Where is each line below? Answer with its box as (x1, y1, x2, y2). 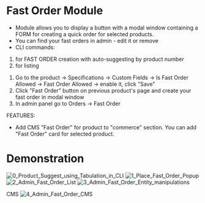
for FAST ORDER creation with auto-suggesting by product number (15, 55, 185, 63)
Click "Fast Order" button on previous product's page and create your (15, 86, 192, 94)
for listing (15, 62, 40, 69)
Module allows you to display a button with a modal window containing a (15, 24, 198, 31)
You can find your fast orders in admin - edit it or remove (15, 37, 159, 44)
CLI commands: (15, 44, 55, 51)
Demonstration (6, 151, 84, 166)
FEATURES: (6, 112, 35, 119)
